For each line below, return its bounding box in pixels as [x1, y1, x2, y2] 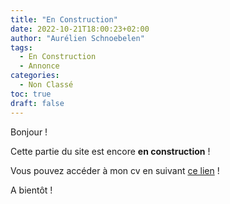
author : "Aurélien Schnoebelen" [10, 33, 145, 43]
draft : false [10, 98, 65, 108]
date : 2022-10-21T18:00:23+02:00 [10, 24, 150, 34]
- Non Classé [19, 80, 74, 90]
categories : [10, 71, 60, 81]
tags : [10, 42, 33, 53]
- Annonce [19, 61, 60, 71]
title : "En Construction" [10, 14, 118, 25]
